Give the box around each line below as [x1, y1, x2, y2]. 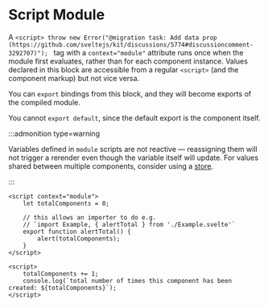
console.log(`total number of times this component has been [23, 276, 232, 284]
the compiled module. [8, 97, 80, 107]
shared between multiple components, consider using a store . [8, 161, 214, 170]
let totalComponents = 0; [23, 199, 110, 207]
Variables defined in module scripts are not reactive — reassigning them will [8, 144, 258, 153]
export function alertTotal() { [23, 227, 131, 235]
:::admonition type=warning [8, 129, 101, 138]
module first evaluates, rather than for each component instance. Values [8, 56, 248, 66]
